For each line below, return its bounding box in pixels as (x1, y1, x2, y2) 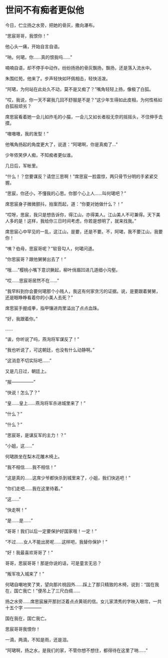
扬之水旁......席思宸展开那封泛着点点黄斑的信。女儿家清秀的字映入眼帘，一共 (5, 598, 162, 604)
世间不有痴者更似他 (5, 5, 84, 16)
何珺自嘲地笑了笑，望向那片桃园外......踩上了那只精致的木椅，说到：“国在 (5, 581, 155, 587)
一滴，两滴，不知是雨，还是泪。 (5, 636, 71, 642)
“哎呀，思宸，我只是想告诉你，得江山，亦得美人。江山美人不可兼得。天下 (5, 211, 156, 217)
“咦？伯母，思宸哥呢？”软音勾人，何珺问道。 (5, 245, 97, 251)
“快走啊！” (5, 506, 27, 512)
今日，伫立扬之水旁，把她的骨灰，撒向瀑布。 (5, 22, 97, 28)
